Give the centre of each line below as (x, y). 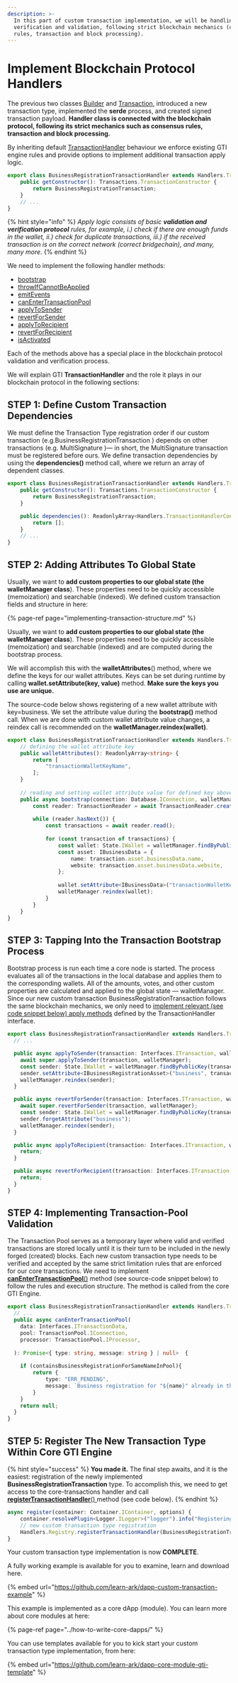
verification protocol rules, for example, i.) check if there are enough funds (118, 229)
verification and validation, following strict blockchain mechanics (118, 27)
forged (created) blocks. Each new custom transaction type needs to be (112, 1256)
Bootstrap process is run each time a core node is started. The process (111, 968)
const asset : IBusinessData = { (106, 852)
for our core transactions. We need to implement (78, 1271)
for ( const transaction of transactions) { (110, 839)
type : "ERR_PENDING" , (77, 1379)
